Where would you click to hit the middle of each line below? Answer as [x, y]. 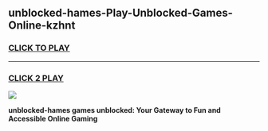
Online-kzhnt [42, 26]
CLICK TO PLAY [39, 48]
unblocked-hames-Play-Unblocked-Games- [120, 13]
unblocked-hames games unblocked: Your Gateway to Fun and [114, 110]
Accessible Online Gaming [53, 118]
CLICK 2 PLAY [36, 78]
